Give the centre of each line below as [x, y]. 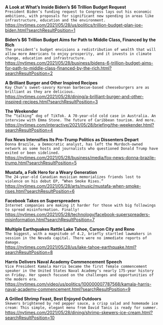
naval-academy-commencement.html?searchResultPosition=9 [68, 289]
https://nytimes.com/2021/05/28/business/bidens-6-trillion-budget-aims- [79, 63]
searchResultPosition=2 [29, 73]
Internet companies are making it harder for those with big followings [81, 205]
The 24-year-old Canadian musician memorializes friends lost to [73, 177]
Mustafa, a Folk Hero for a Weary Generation [51, 172]
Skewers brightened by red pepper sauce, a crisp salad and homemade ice [82, 303]
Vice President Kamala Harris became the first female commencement [76, 266]
